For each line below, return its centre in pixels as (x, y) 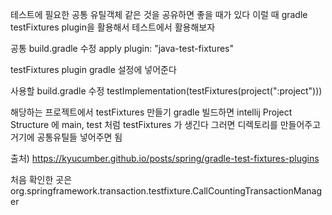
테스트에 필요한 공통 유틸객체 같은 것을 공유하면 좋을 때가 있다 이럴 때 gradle (159, 14)
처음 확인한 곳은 (41, 179)
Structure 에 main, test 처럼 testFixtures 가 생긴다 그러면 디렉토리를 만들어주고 (166, 124)
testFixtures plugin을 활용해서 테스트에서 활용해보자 (113, 27)
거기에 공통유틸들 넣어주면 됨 (66, 137)
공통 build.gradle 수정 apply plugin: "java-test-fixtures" (122, 48)
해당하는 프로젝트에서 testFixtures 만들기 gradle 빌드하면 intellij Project (151, 112)
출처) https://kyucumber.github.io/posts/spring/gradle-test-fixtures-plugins (165, 158)
